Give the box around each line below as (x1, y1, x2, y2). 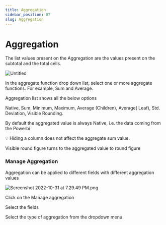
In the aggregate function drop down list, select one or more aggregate (5, 80, 152, 86)
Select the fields (5, 204, 39, 210)
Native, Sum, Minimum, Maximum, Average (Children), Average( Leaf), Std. (5, 105, 160, 111)
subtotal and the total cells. (5, 61, 61, 67)
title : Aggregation (5, 7, 46, 13)
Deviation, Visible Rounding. (5, 110, 64, 117)
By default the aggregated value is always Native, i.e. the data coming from (5, 120, 161, 126)
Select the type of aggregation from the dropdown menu (5, 214, 123, 220)
